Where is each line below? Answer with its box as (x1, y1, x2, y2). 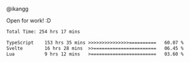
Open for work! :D (6, 17, 51, 24)
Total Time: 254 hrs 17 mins (6, 29, 80, 35)
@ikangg (6, 5, 29, 12)
